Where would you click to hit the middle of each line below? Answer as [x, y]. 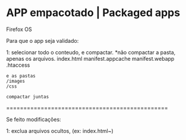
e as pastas [21, 76]
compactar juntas [28, 97]
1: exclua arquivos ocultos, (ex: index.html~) [60, 130]
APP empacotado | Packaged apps [93, 13]
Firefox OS [19, 29]
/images [16, 81]
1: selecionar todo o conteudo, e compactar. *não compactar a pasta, [91, 52]
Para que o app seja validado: [42, 41]
